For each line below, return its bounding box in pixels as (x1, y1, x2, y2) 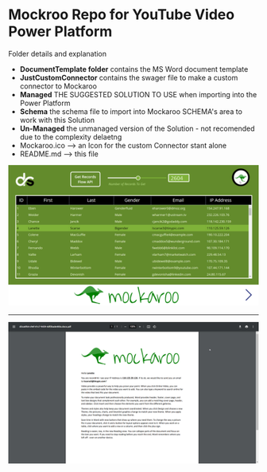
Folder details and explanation (8, 49, 107, 58)
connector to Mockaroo (19, 81, 98, 91)
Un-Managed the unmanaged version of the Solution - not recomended (19, 124, 255, 133)
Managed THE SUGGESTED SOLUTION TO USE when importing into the (19, 89, 257, 99)
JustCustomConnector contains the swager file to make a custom (19, 73, 238, 82)
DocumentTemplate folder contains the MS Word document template (19, 64, 249, 73)
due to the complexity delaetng (19, 132, 122, 141)
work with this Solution (19, 115, 95, 124)
